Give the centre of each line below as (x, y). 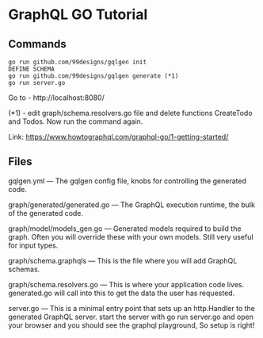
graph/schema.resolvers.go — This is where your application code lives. (126, 284)
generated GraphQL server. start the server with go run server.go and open (131, 317)
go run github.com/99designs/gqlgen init (78, 62)
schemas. (24, 269)
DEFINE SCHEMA (32, 69)
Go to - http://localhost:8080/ (56, 98)
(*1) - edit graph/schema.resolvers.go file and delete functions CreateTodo (130, 113)
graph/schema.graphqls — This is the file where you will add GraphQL (123, 260)
